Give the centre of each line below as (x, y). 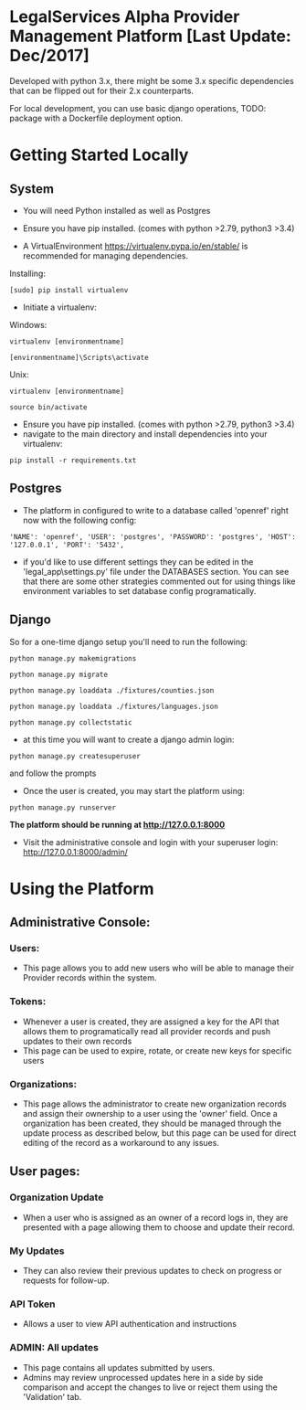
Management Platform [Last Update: (151, 36)
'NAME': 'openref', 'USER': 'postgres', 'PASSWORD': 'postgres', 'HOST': (153, 536)
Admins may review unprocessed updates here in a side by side (142, 1377)
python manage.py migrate (58, 674)
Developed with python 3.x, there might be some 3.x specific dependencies (152, 80)
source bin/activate (49, 407)
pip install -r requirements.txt (73, 460)
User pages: (45, 1171)
